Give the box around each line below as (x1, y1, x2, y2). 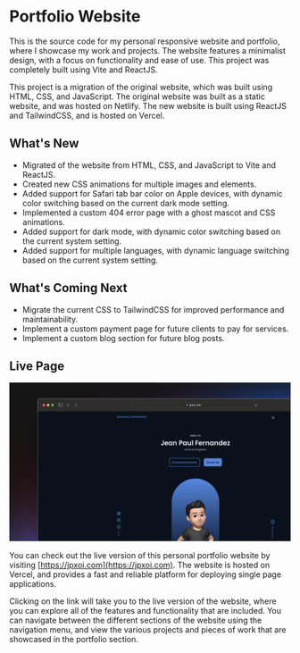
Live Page (9, 358, 65, 373)
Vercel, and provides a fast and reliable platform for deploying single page (9, 569, 282, 580)
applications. (9, 578, 56, 589)
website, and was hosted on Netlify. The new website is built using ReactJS (9, 100, 287, 111)
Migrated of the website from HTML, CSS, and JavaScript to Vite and (21, 159, 277, 171)
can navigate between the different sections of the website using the (9, 615, 262, 625)
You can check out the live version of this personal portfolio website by (9, 549, 271, 560)
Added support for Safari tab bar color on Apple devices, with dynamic (21, 188, 283, 198)
